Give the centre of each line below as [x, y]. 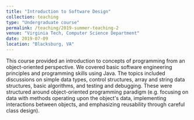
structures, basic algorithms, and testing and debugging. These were [89, 85]
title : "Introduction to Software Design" [58, 11]
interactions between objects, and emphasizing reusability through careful [96, 104]
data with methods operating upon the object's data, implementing [86, 98]
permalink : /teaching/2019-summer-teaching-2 [62, 28]
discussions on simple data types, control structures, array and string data [96, 79]
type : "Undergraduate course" [43, 22]
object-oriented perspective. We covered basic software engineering [89, 67]
